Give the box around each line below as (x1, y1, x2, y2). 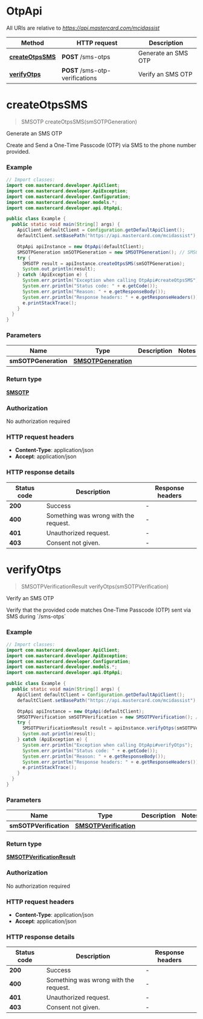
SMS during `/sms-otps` (6, 612, 66, 620)
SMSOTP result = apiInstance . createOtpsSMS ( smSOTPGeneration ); (22, 260, 185, 267)
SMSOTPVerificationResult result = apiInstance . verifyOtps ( (22, 725, 177, 732)
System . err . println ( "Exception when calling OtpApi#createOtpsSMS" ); (22, 277, 201, 284)
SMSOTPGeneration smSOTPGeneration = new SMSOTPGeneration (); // (17, 249, 185, 255)
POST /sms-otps (61, 53, 111, 61)
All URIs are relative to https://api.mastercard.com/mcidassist (6, 24, 160, 31)
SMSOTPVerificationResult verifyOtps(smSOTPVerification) (21, 583, 169, 590)
